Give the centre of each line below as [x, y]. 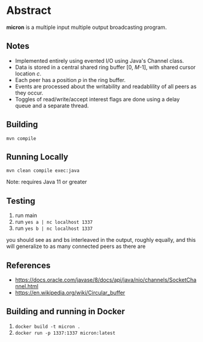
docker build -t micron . [47, 326]
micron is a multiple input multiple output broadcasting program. [87, 27]
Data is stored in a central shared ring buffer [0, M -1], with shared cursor [105, 67]
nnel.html [27, 286]
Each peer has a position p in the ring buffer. [70, 80]
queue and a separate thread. [52, 106]
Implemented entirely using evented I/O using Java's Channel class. [99, 60]
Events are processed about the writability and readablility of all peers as [106, 86]
